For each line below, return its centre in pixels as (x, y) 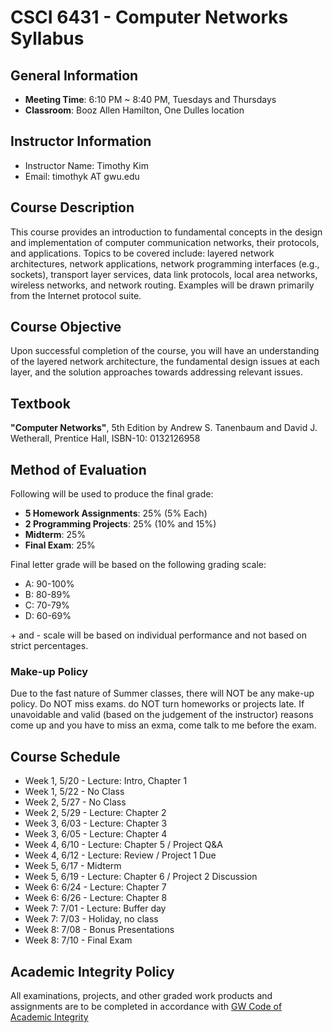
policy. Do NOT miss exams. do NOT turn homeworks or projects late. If (157, 704)
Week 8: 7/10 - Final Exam (78, 940)
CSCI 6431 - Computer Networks (149, 17)
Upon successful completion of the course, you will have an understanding (165, 351)
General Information (74, 75)
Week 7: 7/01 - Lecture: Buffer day (95, 908)
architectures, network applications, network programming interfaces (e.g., (165, 263)
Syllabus (47, 38)
